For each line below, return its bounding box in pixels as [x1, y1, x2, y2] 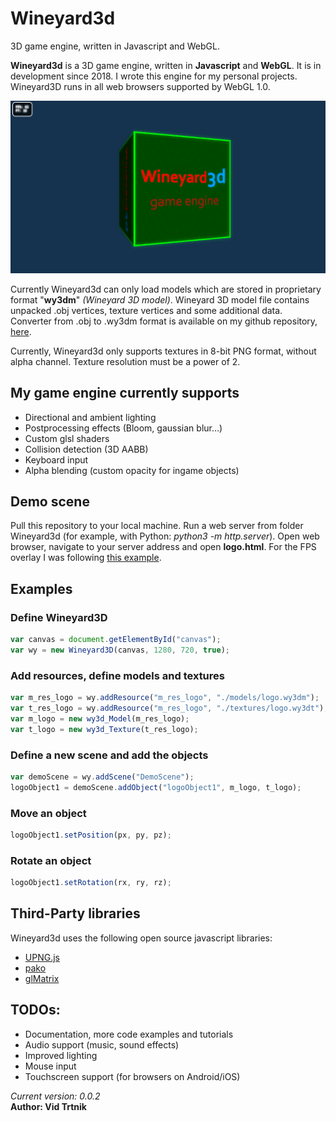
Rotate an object [10, 853, 92, 867]
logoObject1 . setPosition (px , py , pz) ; [10, 830, 172, 841]
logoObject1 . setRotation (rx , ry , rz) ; [10, 878, 172, 888]
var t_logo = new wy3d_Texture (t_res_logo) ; [10, 724, 199, 734]
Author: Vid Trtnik [10, 1100, 87, 1112]
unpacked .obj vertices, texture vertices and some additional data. [10, 304, 283, 316]
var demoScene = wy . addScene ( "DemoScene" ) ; [10, 772, 195, 782]
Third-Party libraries [10, 905, 141, 922]
